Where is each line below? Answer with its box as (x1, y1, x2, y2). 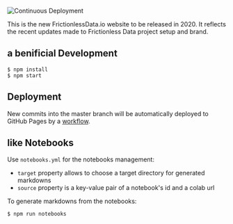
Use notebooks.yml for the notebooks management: (7, 155, 155, 163)
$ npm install (7, 66, 49, 73)
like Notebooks (7, 137, 74, 149)
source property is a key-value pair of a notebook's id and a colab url (17, 184, 215, 192)
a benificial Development (7, 47, 118, 59)
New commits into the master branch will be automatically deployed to (7, 109, 209, 118)
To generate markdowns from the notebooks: (7, 197, 137, 205)
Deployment (7, 91, 62, 103)
